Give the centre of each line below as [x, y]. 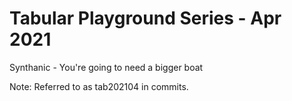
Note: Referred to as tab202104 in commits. [99, 86]
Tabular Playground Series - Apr [145, 18]
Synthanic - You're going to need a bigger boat [106, 67]
